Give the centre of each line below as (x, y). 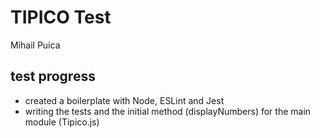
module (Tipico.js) (62, 122)
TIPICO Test (61, 17)
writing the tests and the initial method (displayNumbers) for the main (168, 111)
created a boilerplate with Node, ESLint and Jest (124, 100)
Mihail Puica (35, 45)
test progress (53, 76)
